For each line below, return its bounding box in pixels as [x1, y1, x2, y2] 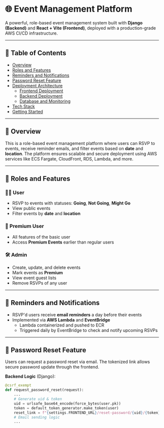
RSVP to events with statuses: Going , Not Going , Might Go [12, 200, 131, 206]
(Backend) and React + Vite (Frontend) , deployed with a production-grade [5, 25, 156, 31]
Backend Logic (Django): [5, 373, 56, 379]
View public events [12, 205, 51, 211]
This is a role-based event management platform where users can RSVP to [5, 140, 155, 146]
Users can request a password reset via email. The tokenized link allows [5, 359, 150, 365]
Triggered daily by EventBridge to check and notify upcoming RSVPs [19, 327, 158, 333]
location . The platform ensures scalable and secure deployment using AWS [5, 150, 157, 157]
